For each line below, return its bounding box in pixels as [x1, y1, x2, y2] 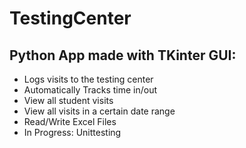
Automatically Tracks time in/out [23, 84, 157, 96]
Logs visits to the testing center [23, 73, 154, 85]
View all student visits [23, 95, 114, 106]
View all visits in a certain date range [23, 105, 176, 117]
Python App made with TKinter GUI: [9, 47, 237, 64]
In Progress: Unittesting [23, 127, 122, 138]
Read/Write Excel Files [23, 116, 117, 127]
